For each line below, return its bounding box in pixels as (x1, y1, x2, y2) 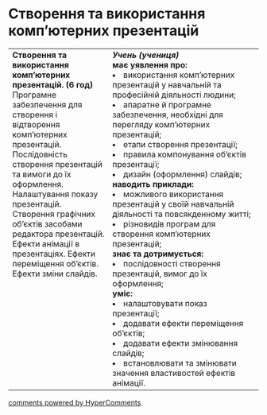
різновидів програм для (122, 218, 216, 229)
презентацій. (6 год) (12, 79, 94, 90)
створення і (12, 109, 58, 120)
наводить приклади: (112, 178, 195, 189)
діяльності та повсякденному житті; (112, 208, 252, 219)
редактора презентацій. (12, 228, 105, 239)
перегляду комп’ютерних (112, 118, 211, 130)
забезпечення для (12, 99, 83, 110)
